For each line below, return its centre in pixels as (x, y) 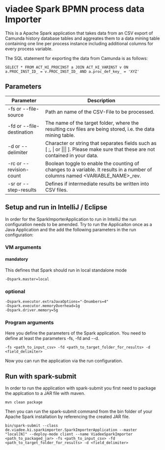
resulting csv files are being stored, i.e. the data (100, 129)
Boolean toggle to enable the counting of (92, 163)
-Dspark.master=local (27, 279)
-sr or (14, 184)
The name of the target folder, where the (92, 123)
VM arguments (23, 248)
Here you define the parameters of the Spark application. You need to (76, 333)
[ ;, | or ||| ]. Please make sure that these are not (100, 149)
